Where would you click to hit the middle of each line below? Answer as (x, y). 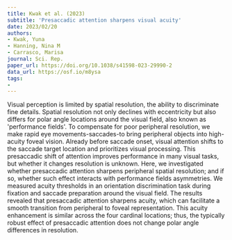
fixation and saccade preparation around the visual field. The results (105, 193)
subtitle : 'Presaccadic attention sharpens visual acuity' (94, 20)
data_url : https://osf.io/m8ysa (54, 72)
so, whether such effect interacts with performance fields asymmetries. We (115, 179)
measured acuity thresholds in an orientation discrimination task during (109, 186)
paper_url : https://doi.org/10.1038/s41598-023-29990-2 (90, 65)
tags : (15, 78)
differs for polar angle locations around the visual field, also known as (107, 120)
